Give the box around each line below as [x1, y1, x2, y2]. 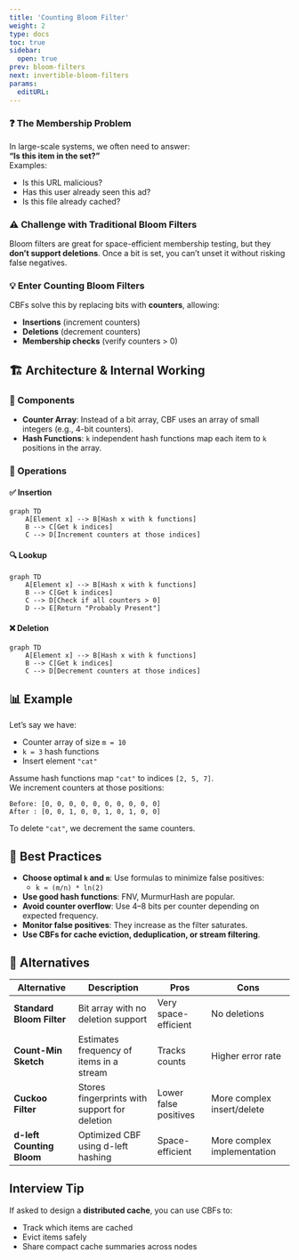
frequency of [77, 1045, 133, 1057]
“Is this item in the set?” [9, 150, 101, 161]
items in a [77, 1055, 118, 1068]
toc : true [9, 37, 46, 47]
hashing [77, 1151, 112, 1164]
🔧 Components [9, 393, 76, 406]
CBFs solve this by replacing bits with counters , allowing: [9, 300, 220, 311]
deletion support [77, 1014, 148, 1026]
